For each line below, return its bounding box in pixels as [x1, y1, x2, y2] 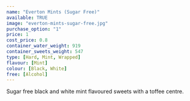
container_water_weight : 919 [6, 43, 81, 49]
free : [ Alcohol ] [6, 71, 48, 77]
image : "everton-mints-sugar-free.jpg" [6, 20, 108, 26]
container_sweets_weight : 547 [6, 49, 84, 55]
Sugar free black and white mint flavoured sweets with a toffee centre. [6, 88, 184, 95]
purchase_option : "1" [6, 26, 62, 32]
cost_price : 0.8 [6, 37, 48, 43]
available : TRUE [6, 15, 48, 21]
